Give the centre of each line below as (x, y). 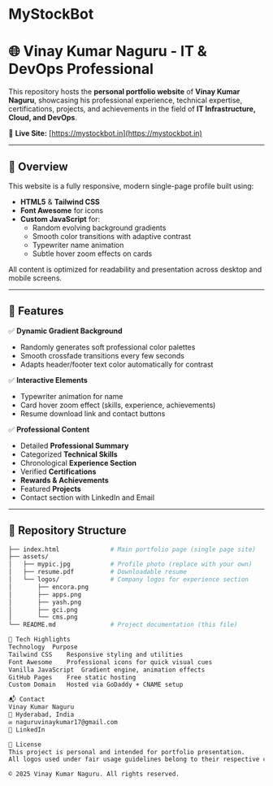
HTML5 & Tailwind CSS (60, 202)
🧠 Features (36, 311)
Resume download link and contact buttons (93, 413)
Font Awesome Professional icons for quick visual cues (110, 662)
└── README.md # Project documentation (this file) (123, 625)
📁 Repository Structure (67, 530)
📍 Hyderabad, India (41, 715)
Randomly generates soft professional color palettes (108, 347)
